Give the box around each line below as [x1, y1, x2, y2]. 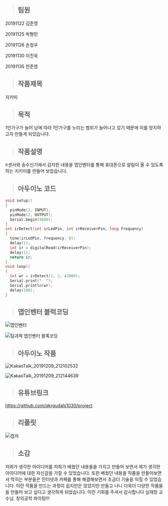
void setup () [5, 198, 33, 203]
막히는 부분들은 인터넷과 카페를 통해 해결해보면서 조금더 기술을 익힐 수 [10, 476, 148, 482]
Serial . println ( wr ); [10, 283, 53, 288]
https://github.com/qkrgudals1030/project [5, 402, 93, 408]
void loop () [5, 264, 30, 269]
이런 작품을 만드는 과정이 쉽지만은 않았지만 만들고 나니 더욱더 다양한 [16, 482, 150, 489]
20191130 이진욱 [5, 52, 38, 58]
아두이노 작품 [17, 349, 57, 357]
